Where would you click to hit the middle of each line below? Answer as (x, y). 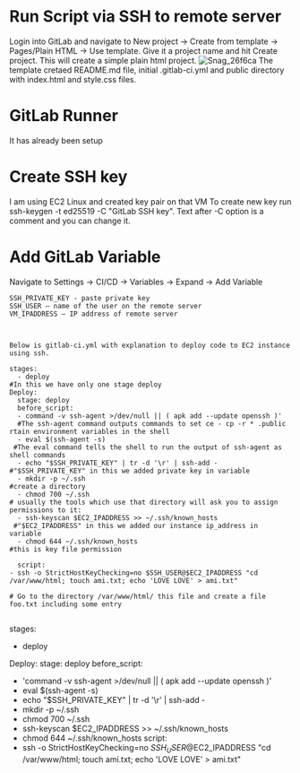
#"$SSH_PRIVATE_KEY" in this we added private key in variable (130, 471)
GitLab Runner (64, 116)
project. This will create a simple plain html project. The (141, 60)
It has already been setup (56, 140)
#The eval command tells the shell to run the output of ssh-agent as (147, 447)
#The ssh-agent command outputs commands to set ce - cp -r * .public (152, 423)
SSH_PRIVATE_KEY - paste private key (80, 298)
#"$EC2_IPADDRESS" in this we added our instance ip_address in (135, 525)
